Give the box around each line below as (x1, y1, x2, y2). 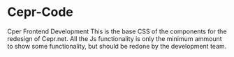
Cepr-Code (7, 4, 73, 20)
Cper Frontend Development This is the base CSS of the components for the (7, 27, 227, 35)
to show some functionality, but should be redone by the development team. (7, 42, 227, 50)
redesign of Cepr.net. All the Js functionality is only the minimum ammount (7, 34, 222, 42)
